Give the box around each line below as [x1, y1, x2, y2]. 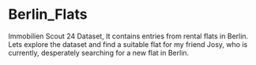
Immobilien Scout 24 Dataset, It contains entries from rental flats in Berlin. [8, 31, 249, 41]
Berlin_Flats [8, 5, 88, 23]
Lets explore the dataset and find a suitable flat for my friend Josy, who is [8, 39, 248, 49]
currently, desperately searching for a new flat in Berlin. [8, 48, 190, 57]
